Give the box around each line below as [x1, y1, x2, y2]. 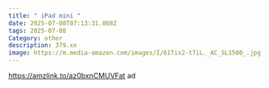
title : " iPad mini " [8, 11, 81, 20]
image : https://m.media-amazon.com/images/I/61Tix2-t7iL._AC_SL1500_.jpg [8, 49, 262, 57]
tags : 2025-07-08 [8, 26, 67, 34]
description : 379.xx [8, 42, 78, 50]
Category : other [8, 34, 63, 42]
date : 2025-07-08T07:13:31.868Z [8, 19, 117, 27]
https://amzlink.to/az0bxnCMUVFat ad [8, 71, 136, 80]
